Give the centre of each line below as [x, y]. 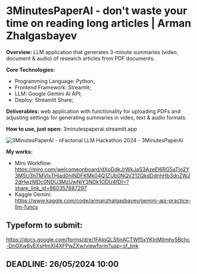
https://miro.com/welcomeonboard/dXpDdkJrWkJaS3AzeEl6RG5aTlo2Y [102, 169]
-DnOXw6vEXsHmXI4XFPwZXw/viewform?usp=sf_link [72, 246]
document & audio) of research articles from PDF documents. [81, 58]
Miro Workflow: [33, 163]
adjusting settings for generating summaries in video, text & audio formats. [96, 117]
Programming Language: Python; [55, 81]
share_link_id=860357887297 [51, 188]
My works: [19, 152]
